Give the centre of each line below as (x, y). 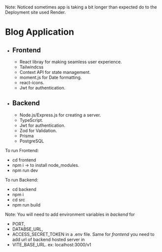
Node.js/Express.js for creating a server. (60, 115)
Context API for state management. (55, 72)
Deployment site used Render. (36, 12)
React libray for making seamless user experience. (71, 62)
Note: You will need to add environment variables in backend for (70, 214)
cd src (19, 200)
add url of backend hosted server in (48, 239)
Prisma (27, 136)
